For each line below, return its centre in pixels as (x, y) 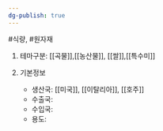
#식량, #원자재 (31, 39)
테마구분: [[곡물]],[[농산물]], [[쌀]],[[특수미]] (87, 55)
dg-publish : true (37, 15)
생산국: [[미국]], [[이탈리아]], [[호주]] (88, 89)
